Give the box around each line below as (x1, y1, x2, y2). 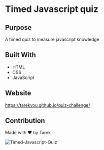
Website (5, 89, 31, 97)
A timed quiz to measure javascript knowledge (5, 36, 100, 42)
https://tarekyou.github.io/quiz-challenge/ (5, 102, 90, 108)
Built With (5, 51, 36, 59)
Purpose (5, 23, 32, 32)
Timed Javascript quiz (5, 3, 99, 15)
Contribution (5, 117, 45, 125)
